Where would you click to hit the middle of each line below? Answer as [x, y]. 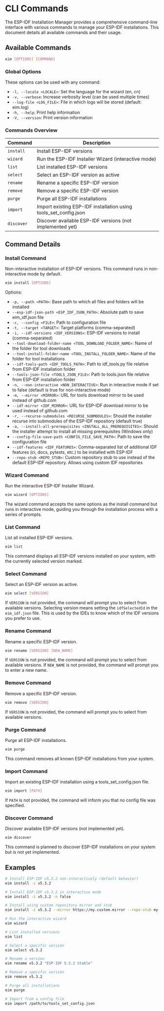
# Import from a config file [35, 999]
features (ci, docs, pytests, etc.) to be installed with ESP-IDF [72, 452]
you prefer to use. [23, 618]
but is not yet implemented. [32, 852]
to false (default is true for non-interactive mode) [61, 390]
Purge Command [25, 730]
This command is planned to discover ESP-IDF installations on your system [80, 847]
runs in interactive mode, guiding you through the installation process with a [81, 509]
